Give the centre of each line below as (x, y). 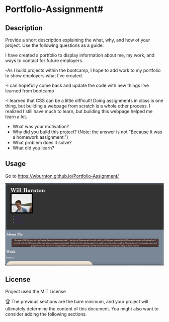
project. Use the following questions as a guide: (55, 45)
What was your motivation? (41, 126)
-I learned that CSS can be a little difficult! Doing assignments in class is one (84, 100)
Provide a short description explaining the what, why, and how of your (78, 40)
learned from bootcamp (30, 91)
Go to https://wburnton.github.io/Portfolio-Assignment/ (62, 176)
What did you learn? (33, 148)
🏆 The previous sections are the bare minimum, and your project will (77, 302)
